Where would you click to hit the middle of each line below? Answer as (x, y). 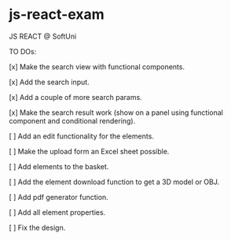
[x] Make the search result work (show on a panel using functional (116, 113)
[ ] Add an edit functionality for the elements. (81, 136)
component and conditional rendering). (72, 120)
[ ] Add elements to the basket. (59, 166)
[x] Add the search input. (49, 82)
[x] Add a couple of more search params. (75, 97)
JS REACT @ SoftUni (43, 36)
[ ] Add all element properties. (57, 212)
